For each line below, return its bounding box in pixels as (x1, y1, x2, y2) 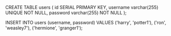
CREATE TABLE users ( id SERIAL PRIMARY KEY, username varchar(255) (5, 5, 159, 10)
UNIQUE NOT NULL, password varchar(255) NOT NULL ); (5, 10, 127, 16)
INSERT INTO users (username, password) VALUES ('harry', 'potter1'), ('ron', (5, 20, 166, 25)
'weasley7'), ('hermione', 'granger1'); (5, 25, 83, 31)
